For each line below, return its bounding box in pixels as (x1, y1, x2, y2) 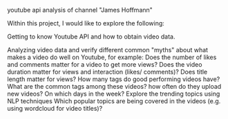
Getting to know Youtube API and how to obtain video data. (7, 32, 175, 41)
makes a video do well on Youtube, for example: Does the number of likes (7, 53, 217, 61)
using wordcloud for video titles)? (7, 105, 103, 112)
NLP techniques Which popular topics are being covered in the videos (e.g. (7, 97, 221, 105)
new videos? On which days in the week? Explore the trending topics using (7, 89, 220, 98)
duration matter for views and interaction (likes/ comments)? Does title (7, 68, 208, 76)
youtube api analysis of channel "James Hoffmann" (7, 6, 153, 14)
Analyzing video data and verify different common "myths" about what (7, 46, 209, 54)
